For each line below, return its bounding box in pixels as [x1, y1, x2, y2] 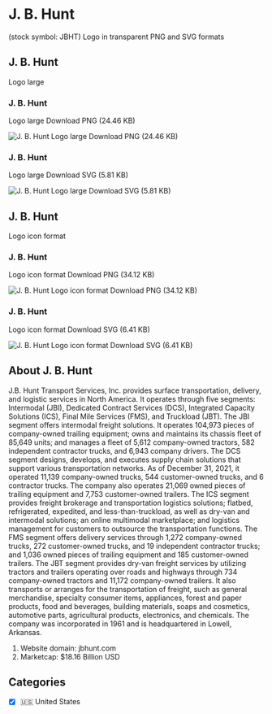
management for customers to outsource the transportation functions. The [8, 524, 258, 533]
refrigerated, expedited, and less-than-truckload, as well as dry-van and [8, 506, 250, 516]
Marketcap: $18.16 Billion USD [19, 651, 120, 661]
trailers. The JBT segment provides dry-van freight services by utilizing [8, 558, 247, 568]
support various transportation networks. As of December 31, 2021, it [8, 463, 240, 472]
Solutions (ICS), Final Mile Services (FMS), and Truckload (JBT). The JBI [8, 411, 250, 421]
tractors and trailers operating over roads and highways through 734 [8, 567, 238, 577]
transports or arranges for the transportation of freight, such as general [8, 584, 248, 594]
